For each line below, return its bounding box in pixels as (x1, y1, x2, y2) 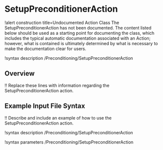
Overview (4, 70, 35, 78)
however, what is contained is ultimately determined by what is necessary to (4, 40, 158, 46)
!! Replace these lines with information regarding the (4, 82, 110, 88)
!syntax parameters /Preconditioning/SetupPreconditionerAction (4, 139, 134, 145)
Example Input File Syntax (4, 102, 85, 110)
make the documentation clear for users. (4, 46, 86, 51)
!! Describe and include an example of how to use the (4, 115, 112, 121)
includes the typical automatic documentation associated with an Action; (4, 35, 151, 41)
